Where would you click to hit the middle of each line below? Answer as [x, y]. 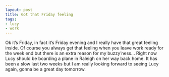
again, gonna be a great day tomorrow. [45, 69]
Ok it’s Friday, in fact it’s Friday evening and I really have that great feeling [82, 42]
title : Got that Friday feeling [39, 14]
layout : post [19, 10]
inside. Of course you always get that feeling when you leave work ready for [84, 48]
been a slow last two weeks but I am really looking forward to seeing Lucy [82, 64]
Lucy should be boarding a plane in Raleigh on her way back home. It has [81, 58]
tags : [11, 19]
